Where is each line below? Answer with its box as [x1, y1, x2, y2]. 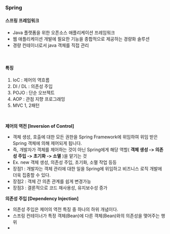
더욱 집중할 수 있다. [12, 172, 51, 178]
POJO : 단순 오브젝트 [12, 90, 55, 96]
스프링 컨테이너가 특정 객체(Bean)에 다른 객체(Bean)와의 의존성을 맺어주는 [12, 213, 160, 219]
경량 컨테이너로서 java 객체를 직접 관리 [12, 42, 89, 48]
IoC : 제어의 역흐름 [12, 77, 50, 83]
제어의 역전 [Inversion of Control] [5, 123, 75, 129]
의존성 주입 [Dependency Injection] [5, 195, 79, 202]
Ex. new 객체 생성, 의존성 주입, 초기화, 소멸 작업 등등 [12, 159, 117, 165]
